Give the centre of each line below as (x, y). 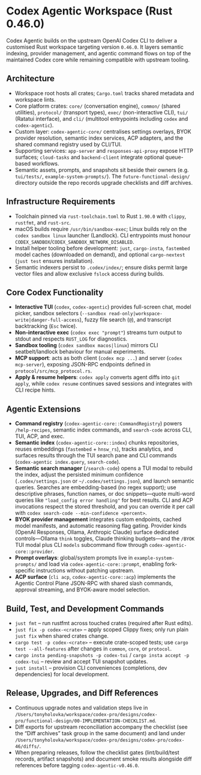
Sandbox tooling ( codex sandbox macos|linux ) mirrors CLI (86, 345)
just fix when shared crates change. (62, 636)
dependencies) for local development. (62, 674)
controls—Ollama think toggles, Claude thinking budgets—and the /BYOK (105, 539)
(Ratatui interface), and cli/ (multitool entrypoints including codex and (101, 119)
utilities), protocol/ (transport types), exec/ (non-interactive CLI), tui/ (101, 112)
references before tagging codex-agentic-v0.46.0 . (77, 765)
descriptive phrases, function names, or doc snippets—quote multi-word (105, 494)
